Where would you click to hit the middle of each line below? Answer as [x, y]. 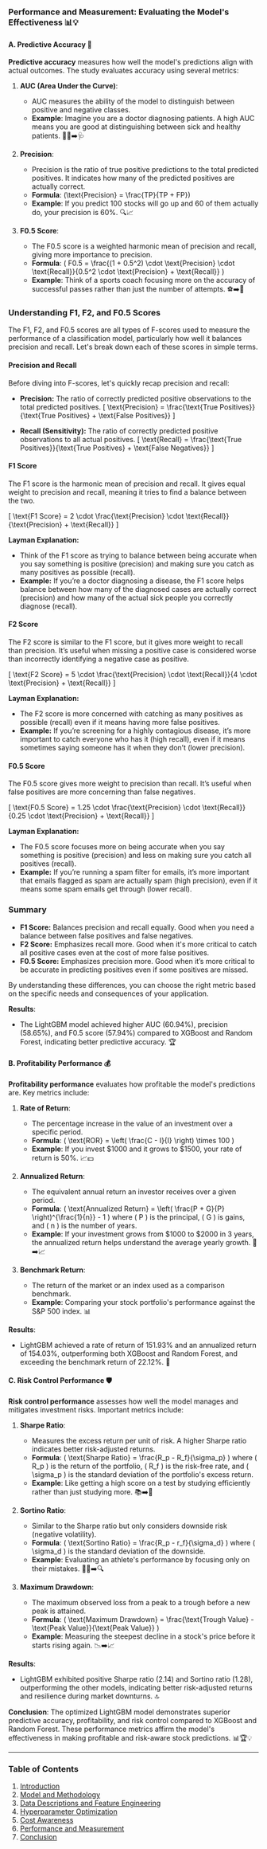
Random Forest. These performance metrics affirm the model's [112, 1729]
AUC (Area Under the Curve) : [69, 86]
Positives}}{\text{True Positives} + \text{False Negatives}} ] [117, 448]
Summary [28, 910]
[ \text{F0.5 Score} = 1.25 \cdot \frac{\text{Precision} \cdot [104, 808]
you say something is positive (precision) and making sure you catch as [137, 563]
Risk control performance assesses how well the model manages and [123, 1401]
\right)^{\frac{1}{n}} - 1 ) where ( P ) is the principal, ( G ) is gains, [138, 1216]
